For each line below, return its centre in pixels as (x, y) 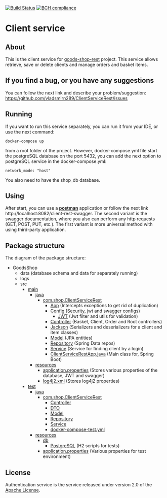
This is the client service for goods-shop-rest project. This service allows (82, 59)
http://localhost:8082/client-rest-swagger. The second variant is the (76, 214)
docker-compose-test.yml (78, 429)
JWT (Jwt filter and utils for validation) (98, 316)
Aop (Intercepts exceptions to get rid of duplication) (104, 306)
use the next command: (30, 131)
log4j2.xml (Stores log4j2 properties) (81, 381)
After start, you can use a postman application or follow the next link (77, 208)
